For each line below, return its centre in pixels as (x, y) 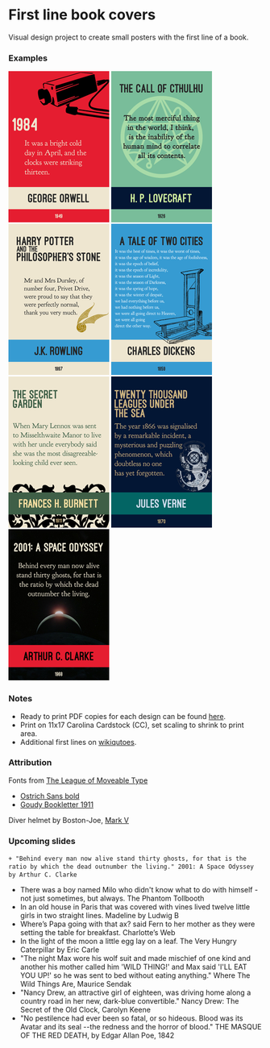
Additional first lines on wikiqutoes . (78, 742)
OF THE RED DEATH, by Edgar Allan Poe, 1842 (97, 1036)
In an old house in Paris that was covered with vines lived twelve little (135, 907)
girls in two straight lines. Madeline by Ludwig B (100, 916)
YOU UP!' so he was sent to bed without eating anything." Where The (135, 975)
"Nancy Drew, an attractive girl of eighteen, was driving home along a (135, 992)
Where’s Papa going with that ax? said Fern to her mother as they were (137, 924)
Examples (28, 58)
